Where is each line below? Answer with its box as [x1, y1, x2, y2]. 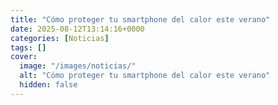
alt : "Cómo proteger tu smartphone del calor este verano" [19, 71, 271, 81]
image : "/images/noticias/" [19, 61, 137, 71]
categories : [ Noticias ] [10, 33, 110, 43]
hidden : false [19, 80, 78, 90]
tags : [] [10, 42, 47, 53]
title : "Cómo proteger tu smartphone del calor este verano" [10, 14, 271, 25]
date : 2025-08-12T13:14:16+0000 [10, 24, 145, 34]
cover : [10, 52, 38, 62]
